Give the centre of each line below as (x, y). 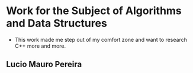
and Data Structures (57, 23)
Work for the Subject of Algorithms (94, 11)
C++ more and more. (40, 46)
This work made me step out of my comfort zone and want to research (101, 39)
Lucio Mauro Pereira (44, 64)
